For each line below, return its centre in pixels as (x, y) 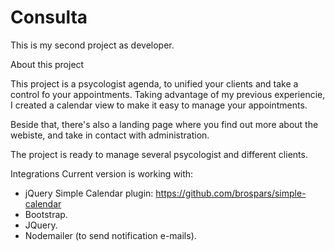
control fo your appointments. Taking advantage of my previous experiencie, (168, 94)
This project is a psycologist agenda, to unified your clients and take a (154, 83)
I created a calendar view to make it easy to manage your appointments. (159, 105)
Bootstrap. (46, 214)
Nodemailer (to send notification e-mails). (110, 235)
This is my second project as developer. (92, 45)
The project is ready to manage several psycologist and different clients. (159, 154)
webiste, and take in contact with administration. (110, 135)
